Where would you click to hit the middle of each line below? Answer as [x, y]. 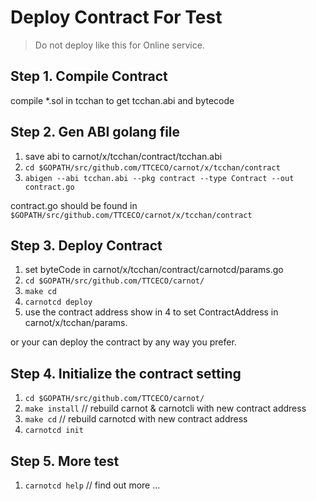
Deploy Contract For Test [116, 17]
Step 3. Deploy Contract [86, 245]
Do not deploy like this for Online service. [119, 45]
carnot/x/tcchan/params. [76, 323]
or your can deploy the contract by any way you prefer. [123, 342]
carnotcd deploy [58, 302]
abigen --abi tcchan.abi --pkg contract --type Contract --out [159, 178]
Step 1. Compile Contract [89, 76]
